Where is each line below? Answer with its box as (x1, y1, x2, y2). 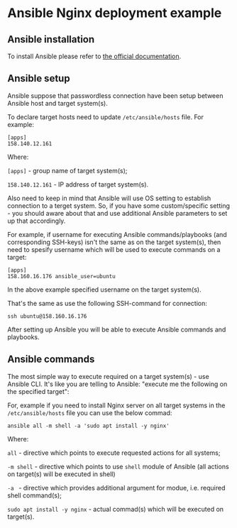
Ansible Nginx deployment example (7, 5, 222, 21)
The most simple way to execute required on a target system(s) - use (7, 372, 209, 380)
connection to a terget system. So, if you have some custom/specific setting (7, 201, 231, 210)
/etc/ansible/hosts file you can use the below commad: (7, 408, 172, 417)
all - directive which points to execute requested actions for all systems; (7, 449, 221, 457)
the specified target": (7, 387, 70, 395)
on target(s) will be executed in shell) (7, 470, 116, 478)
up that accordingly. (7, 216, 66, 225)
